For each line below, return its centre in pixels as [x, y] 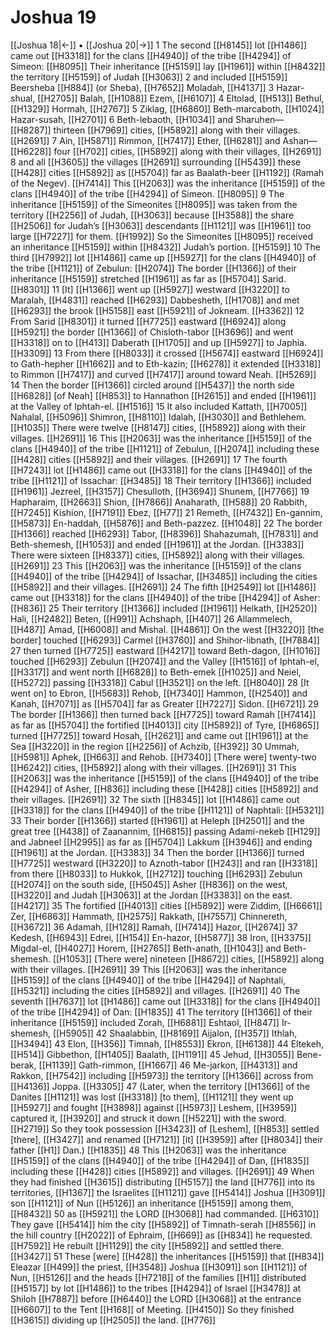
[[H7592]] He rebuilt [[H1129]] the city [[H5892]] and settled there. [147, 1245]
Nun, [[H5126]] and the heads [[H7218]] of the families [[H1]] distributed [158, 1277]
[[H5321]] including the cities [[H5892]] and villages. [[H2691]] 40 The [155, 990]
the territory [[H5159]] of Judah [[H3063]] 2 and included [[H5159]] [149, 77]
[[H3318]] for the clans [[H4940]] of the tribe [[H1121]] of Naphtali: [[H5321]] [167, 810]
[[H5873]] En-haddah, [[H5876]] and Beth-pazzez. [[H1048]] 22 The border [166, 523]
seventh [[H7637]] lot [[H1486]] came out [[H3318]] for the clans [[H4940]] [165, 1001]
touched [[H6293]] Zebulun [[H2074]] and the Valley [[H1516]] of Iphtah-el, [165, 661]
